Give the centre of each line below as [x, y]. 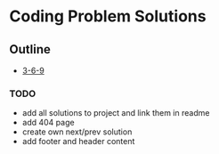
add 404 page [48, 123]
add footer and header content [78, 142]
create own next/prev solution [77, 132]
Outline [30, 49]
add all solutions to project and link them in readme [116, 113]
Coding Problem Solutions [108, 16]
